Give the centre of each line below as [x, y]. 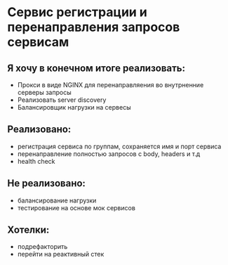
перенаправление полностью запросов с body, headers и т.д [109, 154]
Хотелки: [28, 230]
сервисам [38, 42]
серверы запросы [44, 92]
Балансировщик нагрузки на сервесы [74, 107]
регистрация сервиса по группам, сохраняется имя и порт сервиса [119, 146]
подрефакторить [42, 247]
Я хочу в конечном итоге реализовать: [96, 68]
